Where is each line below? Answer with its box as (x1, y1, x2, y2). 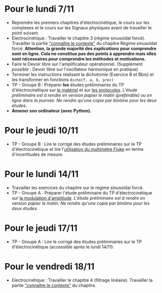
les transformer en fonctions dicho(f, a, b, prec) (11, 77, 114, 83)
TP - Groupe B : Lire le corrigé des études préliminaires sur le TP (11, 141, 142, 147)
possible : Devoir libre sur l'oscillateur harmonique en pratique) (11, 66, 139, 72)
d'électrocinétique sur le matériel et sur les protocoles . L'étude (11, 87, 138, 93)
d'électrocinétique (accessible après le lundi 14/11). (11, 244, 114, 250)
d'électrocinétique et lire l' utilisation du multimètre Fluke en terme (11, 146, 144, 152)
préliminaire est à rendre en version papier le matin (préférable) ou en (11, 92, 152, 98)
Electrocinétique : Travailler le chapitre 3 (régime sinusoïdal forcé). (11, 35, 146, 41)
